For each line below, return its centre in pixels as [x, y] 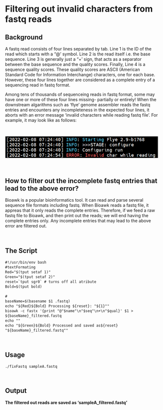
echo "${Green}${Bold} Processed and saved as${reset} [62, 326]
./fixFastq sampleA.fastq [31, 367]
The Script [21, 250]
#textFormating [20, 267]
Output [16, 391]
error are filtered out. [26, 226]
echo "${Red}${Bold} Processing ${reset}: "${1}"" [57, 306]
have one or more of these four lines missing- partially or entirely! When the [81, 100]
